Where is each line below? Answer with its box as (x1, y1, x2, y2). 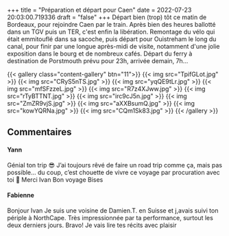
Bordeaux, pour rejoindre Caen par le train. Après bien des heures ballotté (7, 21, 216, 28)
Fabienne (7, 191, 34, 200)
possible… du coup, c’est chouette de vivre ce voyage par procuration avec (7, 168, 221, 176)
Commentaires (7, 126, 72, 138)
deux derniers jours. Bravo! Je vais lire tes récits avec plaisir (7, 221, 177, 229)
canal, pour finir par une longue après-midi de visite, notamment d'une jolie (7, 43, 220, 50)
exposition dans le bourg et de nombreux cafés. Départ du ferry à (7, 49, 193, 58)
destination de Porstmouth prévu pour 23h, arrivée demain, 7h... (7, 57, 189, 64)
